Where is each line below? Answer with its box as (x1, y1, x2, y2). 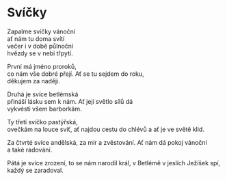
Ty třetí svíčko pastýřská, (7, 117, 78, 126)
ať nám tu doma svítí (7, 34, 65, 42)
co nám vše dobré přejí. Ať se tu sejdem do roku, (7, 70, 145, 78)
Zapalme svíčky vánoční (7, 27, 76, 36)
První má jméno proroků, (7, 62, 77, 70)
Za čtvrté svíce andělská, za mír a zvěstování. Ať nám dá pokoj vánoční (7, 138, 207, 146)
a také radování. (7, 145, 53, 154)
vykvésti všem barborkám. (7, 105, 82, 113)
